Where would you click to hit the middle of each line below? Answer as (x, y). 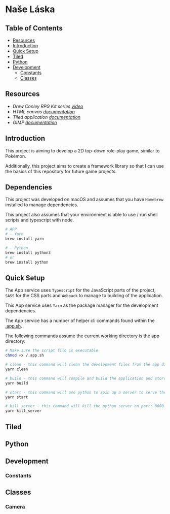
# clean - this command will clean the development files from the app (82, 365)
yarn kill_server (24, 411)
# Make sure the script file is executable (52, 351)
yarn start (17, 397)
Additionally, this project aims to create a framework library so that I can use (85, 166)
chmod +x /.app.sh (25, 356)
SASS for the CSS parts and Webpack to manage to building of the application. (84, 296)
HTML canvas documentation (44, 111)
